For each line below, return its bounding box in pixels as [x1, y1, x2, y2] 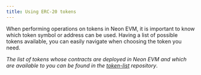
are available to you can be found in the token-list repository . [6, 62, 158, 69]
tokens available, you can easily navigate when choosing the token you [6, 37, 182, 45]
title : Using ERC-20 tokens [6, 8, 77, 15]
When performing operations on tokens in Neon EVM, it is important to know [6, 25, 195, 32]
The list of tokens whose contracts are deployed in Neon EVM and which [6, 55, 187, 62]
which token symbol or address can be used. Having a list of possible [6, 31, 178, 39]
